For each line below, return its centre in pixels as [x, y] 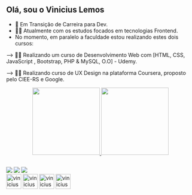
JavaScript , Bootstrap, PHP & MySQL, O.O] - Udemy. [72, 61]
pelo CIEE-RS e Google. [35, 79]
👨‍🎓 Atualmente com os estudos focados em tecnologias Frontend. [96, 31]
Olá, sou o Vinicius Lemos [55, 10]
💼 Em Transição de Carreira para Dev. [61, 24]
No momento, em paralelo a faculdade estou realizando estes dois [97, 37]
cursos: [24, 43]
